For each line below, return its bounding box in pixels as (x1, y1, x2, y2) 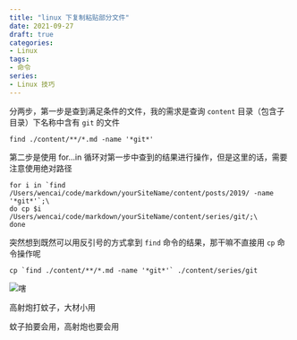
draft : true (9, 30, 54, 39)
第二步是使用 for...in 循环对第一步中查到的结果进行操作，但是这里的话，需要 (9, 152, 288, 162)
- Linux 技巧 (9, 80, 55, 89)
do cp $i (9, 204, 42, 214)
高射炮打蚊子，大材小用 (9, 301, 96, 312)
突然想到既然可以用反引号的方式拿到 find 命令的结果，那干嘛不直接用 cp (9, 237, 276, 248)
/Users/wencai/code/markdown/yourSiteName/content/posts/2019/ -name (9, 188, 275, 197)
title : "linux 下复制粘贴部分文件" (9, 13, 130, 22)
